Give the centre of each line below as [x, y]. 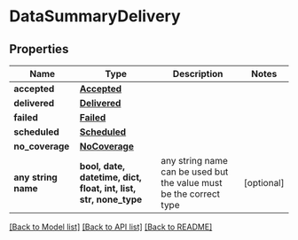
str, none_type [111, 199]
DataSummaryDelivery [95, 16]
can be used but [195, 172]
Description [198, 74]
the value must [192, 183]
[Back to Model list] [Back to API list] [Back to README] [111, 227]
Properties [39, 49]
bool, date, [102, 166]
